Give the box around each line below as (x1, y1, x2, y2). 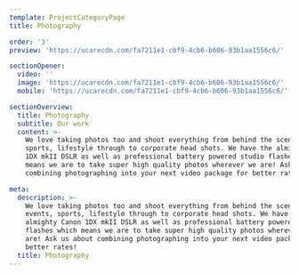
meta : (9, 184, 29, 194)
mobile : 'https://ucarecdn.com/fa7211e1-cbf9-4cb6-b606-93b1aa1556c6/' (17, 86, 289, 95)
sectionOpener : (9, 61, 66, 71)
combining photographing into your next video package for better (25, 168, 277, 178)
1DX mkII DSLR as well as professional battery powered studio (25, 152, 265, 161)
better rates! (25, 242, 77, 252)
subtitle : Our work (17, 119, 90, 128)
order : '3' (9, 37, 50, 46)
